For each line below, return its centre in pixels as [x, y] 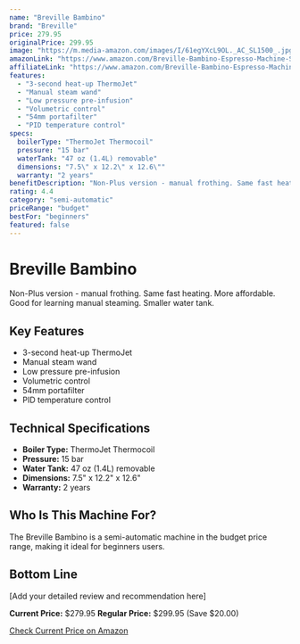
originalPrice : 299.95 [51, 42]
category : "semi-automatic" [62, 200]
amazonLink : [31, 59]
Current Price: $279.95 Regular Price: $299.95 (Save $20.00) [124, 613]
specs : [21, 134]
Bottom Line [43, 575]
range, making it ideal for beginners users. [87, 546]
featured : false [39, 225]
